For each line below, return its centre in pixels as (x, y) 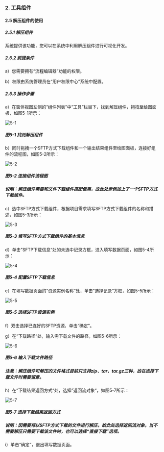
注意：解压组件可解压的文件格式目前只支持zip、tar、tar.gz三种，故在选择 (80, 371)
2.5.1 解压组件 (19, 32)
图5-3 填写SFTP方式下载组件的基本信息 (45, 236)
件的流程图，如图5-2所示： (32, 154)
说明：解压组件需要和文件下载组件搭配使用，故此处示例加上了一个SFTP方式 (81, 189)
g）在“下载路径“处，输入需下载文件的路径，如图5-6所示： (63, 336)
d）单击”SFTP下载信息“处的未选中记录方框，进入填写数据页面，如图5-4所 (80, 250)
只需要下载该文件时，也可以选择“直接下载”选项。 (72, 431)
